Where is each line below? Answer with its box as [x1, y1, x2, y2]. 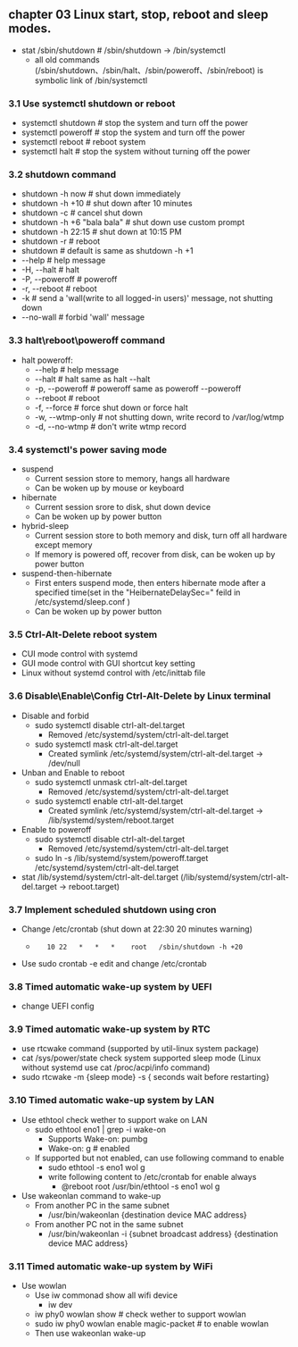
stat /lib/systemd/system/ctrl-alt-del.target [21, 871, 179, 883]
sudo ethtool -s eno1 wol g [47, 1161, 145, 1173]
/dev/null [47, 757, 81, 768]
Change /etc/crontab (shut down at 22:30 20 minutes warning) [21, 924, 253, 934]
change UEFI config [21, 1000, 95, 1012]
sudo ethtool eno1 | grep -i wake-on [34, 1124, 167, 1134]
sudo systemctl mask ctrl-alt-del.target [34, 739, 178, 749]
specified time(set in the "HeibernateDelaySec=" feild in [34, 587, 241, 598]
